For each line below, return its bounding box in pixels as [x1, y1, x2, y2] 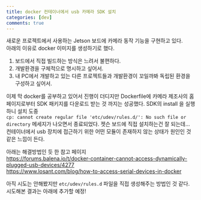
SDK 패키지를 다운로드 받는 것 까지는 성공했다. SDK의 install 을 [37, 100, 184, 108]
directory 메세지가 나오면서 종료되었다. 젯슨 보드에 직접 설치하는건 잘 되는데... [6, 121, 190, 128]
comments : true [6, 20, 44, 26]
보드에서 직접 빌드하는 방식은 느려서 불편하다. [14, 58, 121, 65]
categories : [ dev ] [6, 14, 52, 20]
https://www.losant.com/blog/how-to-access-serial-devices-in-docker [6, 168, 182, 175]
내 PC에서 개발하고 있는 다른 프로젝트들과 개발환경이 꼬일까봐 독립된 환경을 [14, 73, 191, 80]
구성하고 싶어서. [14, 80, 52, 87]
